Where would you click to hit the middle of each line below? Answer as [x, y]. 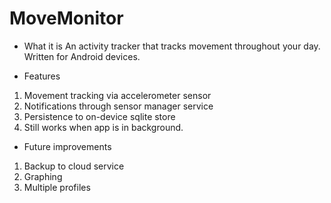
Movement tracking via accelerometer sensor [117, 95]
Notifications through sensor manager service [118, 106]
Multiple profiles [57, 187]
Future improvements [67, 146]
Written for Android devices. [82, 56]
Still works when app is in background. [103, 127]
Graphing [43, 176]
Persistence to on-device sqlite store [99, 116]
